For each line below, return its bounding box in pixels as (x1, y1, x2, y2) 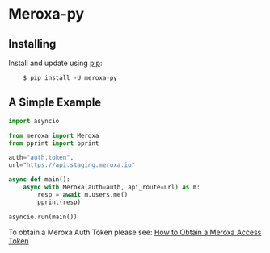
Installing (8, 37, 57, 51)
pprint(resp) (37, 198, 82, 206)
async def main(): (8, 176, 70, 184)
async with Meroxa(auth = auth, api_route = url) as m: (23, 183, 200, 192)
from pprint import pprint (8, 139, 99, 147)
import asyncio (8, 117, 60, 125)
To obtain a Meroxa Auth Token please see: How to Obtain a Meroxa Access (8, 227, 262, 237)
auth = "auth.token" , (8, 154, 74, 162)
